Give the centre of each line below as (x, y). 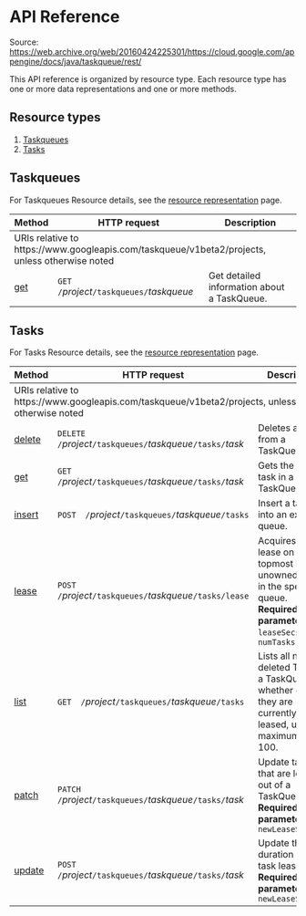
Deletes (275, 428)
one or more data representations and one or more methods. (123, 88)
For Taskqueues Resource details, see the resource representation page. (146, 200)
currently (278, 713)
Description (250, 223)
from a (272, 440)
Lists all (274, 656)
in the (270, 587)
